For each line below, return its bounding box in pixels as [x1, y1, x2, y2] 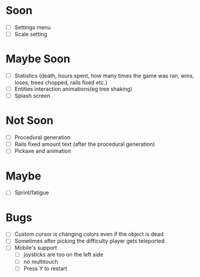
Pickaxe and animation [14, 148, 72, 155]
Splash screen [14, 92, 51, 100]
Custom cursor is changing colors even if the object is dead [14, 230, 164, 238]
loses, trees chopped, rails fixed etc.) [14, 79, 107, 86]
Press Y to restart [23, 264, 67, 272]
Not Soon [5, 114, 54, 128]
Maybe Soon [5, 52, 70, 66]
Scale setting [14, 31, 48, 37]
